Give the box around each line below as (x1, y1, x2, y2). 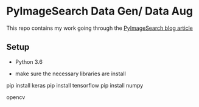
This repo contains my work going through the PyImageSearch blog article (6, 24, 194, 32)
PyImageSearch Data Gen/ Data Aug (6, 4, 194, 18)
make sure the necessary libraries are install (15, 70, 126, 77)
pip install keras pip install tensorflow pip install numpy (6, 81, 144, 89)
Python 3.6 (15, 58, 43, 65)
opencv (6, 93, 26, 101)
